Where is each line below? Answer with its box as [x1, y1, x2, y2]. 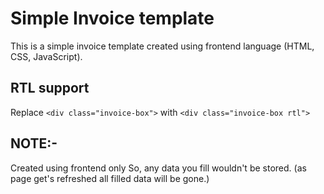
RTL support [10, 80, 90, 97]
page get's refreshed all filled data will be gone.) [10, 172, 210, 184]
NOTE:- [10, 135, 58, 152]
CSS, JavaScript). [10, 50, 83, 62]
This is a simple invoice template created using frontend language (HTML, [10, 40, 315, 52]
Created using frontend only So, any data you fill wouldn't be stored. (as [10, 162, 307, 174]
